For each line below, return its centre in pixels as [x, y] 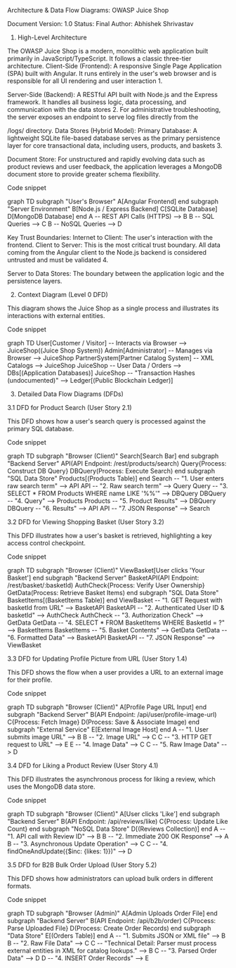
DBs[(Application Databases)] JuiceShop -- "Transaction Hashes [101, 373]
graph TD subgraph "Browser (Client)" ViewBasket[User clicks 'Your [106, 570]
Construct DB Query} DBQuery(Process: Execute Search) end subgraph [111, 471]
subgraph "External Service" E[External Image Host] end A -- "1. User [108, 730]
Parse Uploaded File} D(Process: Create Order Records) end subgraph [109, 928]
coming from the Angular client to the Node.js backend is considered [107, 252]
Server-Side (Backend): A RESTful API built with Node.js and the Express [112, 95]
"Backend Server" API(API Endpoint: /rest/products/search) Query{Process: [117, 463]
